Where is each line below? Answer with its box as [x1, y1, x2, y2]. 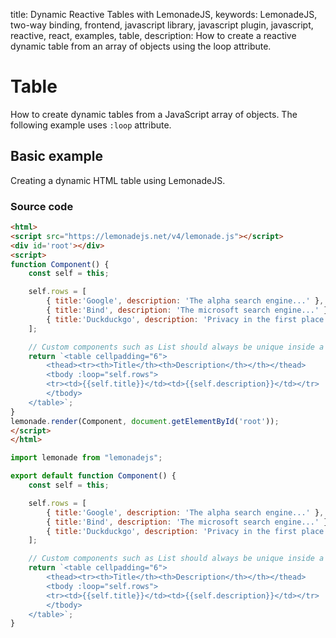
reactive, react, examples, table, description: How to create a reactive [10, 30, 297, 41]
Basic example [10, 148, 103, 165]
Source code [10, 199, 74, 213]
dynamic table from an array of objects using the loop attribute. [10, 40, 272, 52]
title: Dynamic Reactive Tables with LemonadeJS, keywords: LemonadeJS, [10, 9, 318, 20]
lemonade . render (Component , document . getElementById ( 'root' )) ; [10, 416, 280, 426]
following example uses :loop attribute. [10, 119, 172, 131]
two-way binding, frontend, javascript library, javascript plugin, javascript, [10, 19, 314, 31]
